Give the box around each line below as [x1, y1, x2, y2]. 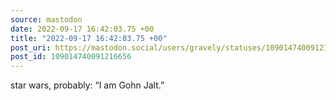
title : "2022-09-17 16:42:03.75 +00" [10, 33, 168, 43]
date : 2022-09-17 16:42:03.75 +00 [10, 24, 155, 34]
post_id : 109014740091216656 [10, 52, 132, 62]
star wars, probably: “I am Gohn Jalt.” [10, 79, 165, 91]
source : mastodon [10, 14, 83, 25]
